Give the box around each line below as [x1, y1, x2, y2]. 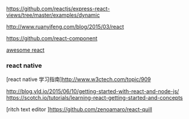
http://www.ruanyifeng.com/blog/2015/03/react [6, 23, 125, 30]
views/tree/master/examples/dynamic [6, 11, 101, 19]
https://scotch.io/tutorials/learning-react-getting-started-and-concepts [6, 94, 183, 102]
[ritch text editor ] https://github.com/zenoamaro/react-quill [6, 106, 152, 113]
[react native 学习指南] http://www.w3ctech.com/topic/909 [6, 76, 151, 83]
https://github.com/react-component [6, 35, 98, 41]
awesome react [6, 46, 45, 53]
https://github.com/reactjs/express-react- [6, 5, 110, 12]
